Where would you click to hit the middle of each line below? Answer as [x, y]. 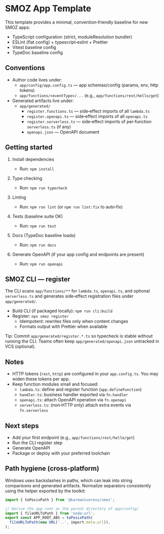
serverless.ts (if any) [49, 127]
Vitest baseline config [34, 47]
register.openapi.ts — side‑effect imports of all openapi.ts [87, 116]
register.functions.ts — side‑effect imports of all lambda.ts [88, 111]
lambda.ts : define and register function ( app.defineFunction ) [81, 389]
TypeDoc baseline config [37, 53]
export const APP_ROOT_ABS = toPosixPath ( [49, 518]
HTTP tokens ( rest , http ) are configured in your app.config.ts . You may [85, 374]
